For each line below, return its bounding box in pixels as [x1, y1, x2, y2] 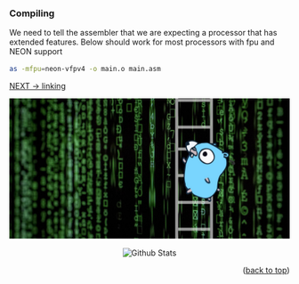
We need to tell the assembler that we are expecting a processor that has [9, 28, 278, 38]
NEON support [9, 46, 63, 57]
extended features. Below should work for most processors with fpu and [9, 37, 275, 47]
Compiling [9, 7, 55, 20]
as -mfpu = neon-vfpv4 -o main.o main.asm [9, 65, 162, 74]
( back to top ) [242, 265, 290, 276]
